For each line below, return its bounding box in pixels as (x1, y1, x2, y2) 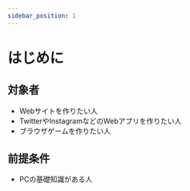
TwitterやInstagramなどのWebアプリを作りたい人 (18, 116, 182, 125)
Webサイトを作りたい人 (18, 106, 98, 116)
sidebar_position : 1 (7, 11, 77, 20)
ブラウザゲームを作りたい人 (18, 126, 111, 136)
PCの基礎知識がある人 (18, 174, 93, 185)
